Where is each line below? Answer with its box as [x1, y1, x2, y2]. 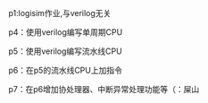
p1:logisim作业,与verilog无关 [8, 8, 112, 18]
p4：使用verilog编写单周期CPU [8, 27, 123, 38]
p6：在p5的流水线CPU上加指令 [8, 65, 122, 75]
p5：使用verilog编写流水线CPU [8, 46, 122, 56]
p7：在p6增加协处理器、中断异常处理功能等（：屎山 [8, 84, 200, 94]
